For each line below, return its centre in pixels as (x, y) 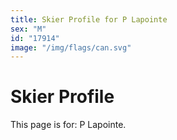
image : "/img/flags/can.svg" (71, 47)
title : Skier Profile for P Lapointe (89, 19)
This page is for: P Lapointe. (68, 125)
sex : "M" (28, 29)
